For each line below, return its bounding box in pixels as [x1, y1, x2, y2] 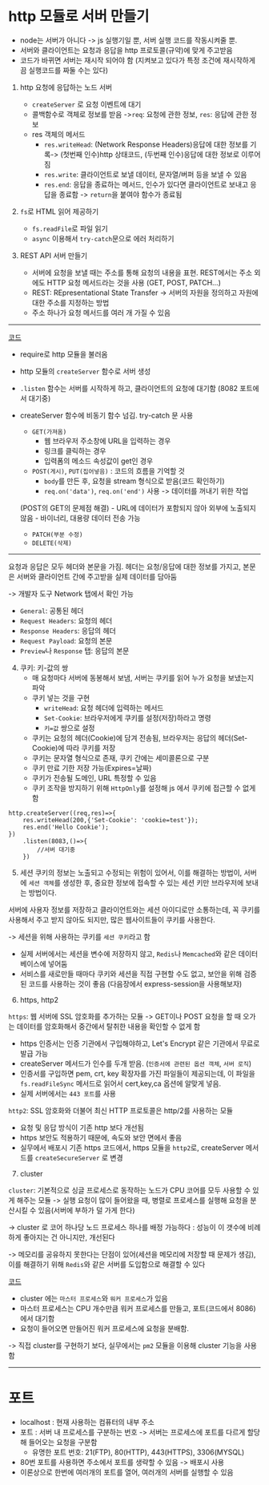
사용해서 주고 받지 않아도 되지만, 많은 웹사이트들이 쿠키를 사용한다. [8, 914, 216, 924]
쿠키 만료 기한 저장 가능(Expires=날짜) [31, 763, 152, 773]
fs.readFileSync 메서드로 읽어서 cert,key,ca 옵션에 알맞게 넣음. [19, 1079, 222, 1088]
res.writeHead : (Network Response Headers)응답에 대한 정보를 [43, 139, 248, 149]
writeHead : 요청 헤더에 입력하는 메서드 [43, 703, 164, 712]
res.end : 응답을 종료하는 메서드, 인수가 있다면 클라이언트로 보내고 [43, 180, 249, 189]
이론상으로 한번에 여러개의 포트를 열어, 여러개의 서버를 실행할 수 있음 [19, 1467, 234, 1477]
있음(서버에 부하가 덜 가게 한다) [38, 1205, 135, 1215]
